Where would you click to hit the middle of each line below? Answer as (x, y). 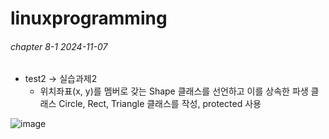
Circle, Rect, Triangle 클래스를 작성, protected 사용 (160, 104)
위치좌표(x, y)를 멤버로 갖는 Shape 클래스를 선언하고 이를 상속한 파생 (174, 91)
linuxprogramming (89, 18)
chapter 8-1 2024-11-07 (59, 46)
